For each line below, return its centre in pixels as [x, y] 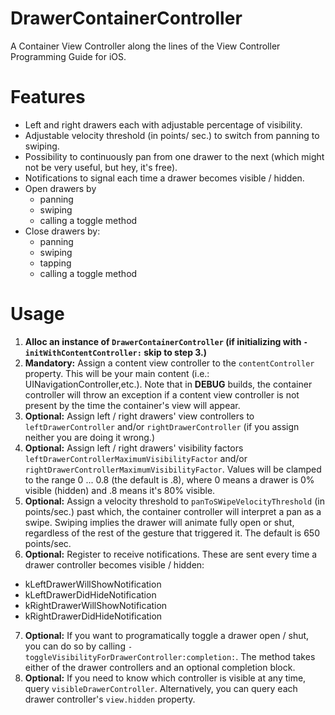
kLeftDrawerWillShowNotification [93, 584]
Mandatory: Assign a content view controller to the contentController [169, 363]
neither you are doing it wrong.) [90, 437]
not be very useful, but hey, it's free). [101, 167]
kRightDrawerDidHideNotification [93, 616]
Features [48, 97]
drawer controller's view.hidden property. [110, 699]
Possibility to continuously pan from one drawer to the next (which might [174, 156]
